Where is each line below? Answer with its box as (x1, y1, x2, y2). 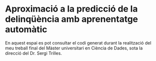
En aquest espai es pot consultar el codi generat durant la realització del (5, 40, 152, 46)
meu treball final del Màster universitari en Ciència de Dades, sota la (5, 45, 143, 51)
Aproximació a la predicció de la (5, 3, 138, 15)
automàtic (5, 24, 48, 35)
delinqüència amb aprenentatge (5, 14, 138, 25)
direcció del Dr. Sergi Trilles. (5, 50, 62, 56)
